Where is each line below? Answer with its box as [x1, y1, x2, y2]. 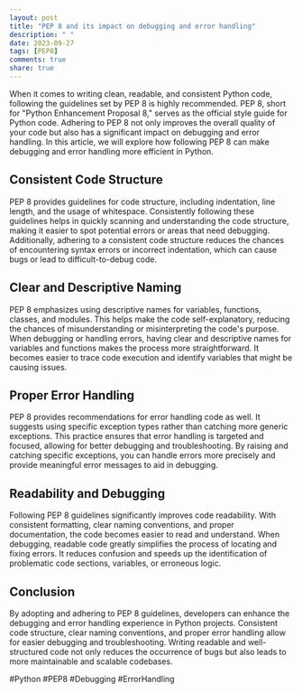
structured [9, 646, 49, 657]
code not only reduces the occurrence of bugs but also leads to [50, 646, 287, 657]
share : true [9, 64, 54, 73]
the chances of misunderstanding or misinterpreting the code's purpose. [9, 323, 279, 334]
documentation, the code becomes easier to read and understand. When [9, 529, 280, 540]
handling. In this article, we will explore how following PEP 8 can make [9, 136, 270, 147]
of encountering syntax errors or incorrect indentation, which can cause [9, 244, 278, 255]
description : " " [9, 30, 75, 39]
